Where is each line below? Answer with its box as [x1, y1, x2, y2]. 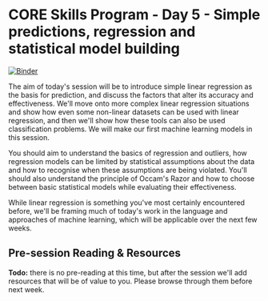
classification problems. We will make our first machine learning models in [8, 124, 253, 134]
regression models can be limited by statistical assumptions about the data [8, 156, 255, 166]
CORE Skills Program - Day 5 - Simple [8, 6, 261, 24]
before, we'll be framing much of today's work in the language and [8, 206, 228, 215]
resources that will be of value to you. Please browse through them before [8, 276, 253, 286]
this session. [8, 132, 50, 142]
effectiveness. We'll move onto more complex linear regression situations [8, 98, 250, 108]
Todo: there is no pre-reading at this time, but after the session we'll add [8, 267, 247, 277]
